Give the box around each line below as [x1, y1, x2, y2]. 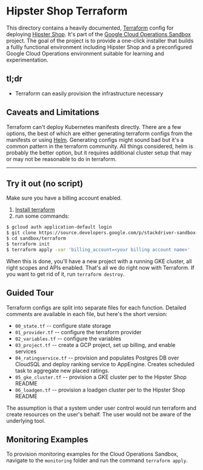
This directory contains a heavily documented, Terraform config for [6, 24, 174, 31]
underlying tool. [6, 417, 45, 424]
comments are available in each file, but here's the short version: [6, 310, 168, 317]
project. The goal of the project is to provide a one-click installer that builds [6, 37, 194, 44]
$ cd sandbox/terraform [6, 235, 66, 242]
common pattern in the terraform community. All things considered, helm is [6, 142, 193, 150]
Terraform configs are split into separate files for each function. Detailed [6, 303, 187, 311]
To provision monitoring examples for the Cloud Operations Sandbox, [6, 451, 179, 458]
